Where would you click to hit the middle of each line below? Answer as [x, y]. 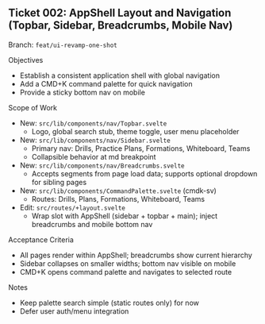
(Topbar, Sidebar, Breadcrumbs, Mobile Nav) [121, 26]
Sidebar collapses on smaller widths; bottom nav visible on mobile [128, 263]
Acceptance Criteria [41, 239]
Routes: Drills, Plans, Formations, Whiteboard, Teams [118, 199]
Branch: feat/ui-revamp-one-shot [63, 44]
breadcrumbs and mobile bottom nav [92, 224]
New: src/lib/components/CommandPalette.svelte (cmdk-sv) [118, 191]
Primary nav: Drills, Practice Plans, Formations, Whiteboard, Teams [141, 148]
